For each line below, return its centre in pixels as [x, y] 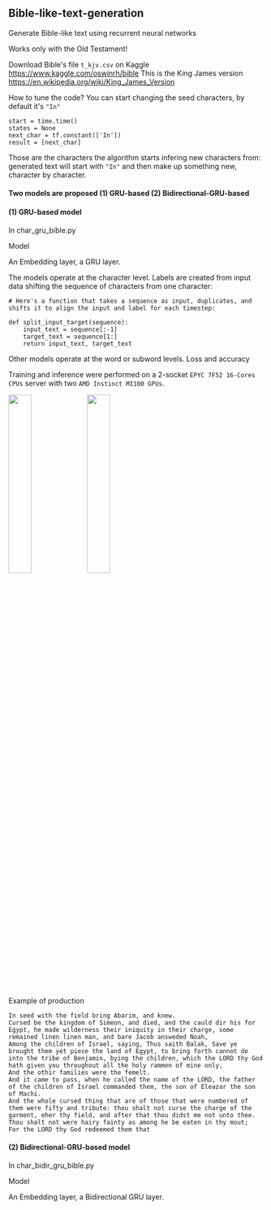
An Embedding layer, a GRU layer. [65, 261]
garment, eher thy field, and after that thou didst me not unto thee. [132, 1115]
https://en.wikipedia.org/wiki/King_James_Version [92, 81]
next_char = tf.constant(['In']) [65, 135]
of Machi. [25, 1094]
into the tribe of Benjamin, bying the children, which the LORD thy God [136, 1058]
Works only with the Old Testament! [68, 49]
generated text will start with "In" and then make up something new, [123, 166]
